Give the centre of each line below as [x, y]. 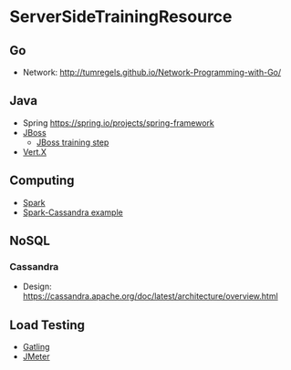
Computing [42, 181]
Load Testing [47, 325]
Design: [37, 287]
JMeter [36, 356]
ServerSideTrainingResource [121, 17]
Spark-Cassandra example [73, 212]
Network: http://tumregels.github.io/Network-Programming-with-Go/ [152, 72]
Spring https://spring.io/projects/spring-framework [118, 123]
